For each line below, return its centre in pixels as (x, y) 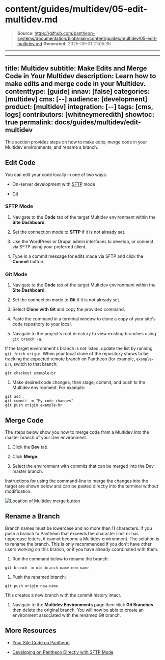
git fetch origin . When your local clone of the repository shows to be (77, 354)
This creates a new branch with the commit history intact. (63, 595)
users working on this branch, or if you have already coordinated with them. (82, 549)
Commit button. (28, 261)
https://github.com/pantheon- (65, 33)
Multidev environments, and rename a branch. (52, 147)
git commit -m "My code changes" (39, 401)
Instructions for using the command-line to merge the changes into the (77, 481)
